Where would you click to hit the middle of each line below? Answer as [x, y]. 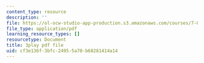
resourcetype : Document [36, 40]
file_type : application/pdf [42, 28]
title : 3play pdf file [35, 46]
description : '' [27, 17]
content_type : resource [36, 12]
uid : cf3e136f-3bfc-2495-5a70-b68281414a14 [62, 51]
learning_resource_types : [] [43, 34]
